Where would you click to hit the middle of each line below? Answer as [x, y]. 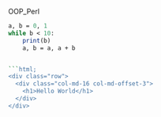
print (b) [37, 40]
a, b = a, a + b [49, 48]
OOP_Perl [24, 11]
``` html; [22, 69]
